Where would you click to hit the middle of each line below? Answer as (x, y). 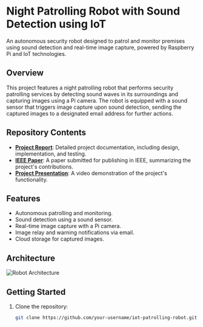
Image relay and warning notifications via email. (75, 233)
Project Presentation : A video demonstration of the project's (91, 173)
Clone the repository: (42, 306)
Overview (25, 73)
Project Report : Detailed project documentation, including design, (97, 147)
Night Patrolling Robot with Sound (93, 11)
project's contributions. (44, 167)
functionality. (31, 179)
